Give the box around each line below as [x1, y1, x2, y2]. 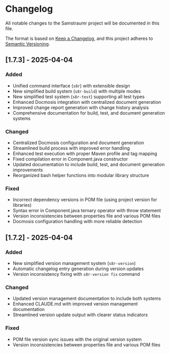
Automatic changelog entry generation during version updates [12, 266, 144, 272]
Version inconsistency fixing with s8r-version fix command [12, 271, 140, 277]
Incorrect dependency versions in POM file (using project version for [12, 196, 157, 203]
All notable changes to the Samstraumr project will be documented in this [5, 20, 160, 26]
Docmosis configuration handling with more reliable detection [12, 218, 142, 225]
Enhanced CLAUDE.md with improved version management [12, 301, 138, 307]
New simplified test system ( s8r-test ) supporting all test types [12, 93, 145, 100]
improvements [12, 167, 43, 173]
